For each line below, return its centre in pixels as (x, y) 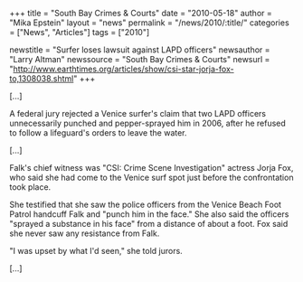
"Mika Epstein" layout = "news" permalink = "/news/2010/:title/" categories (149, 23)
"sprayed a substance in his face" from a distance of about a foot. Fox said (149, 224)
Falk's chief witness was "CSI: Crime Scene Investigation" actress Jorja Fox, (151, 168)
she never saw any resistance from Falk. (85, 233)
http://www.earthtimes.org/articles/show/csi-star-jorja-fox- (123, 69)
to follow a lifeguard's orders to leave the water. (98, 133)
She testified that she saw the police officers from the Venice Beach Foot (146, 204)
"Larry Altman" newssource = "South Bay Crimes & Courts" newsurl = (140, 59)
